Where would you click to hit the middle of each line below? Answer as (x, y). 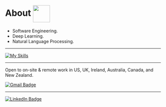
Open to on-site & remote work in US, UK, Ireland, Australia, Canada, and (79, 70)
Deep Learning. (28, 36)
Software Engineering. (35, 31)
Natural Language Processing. (43, 41)
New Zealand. (19, 75)
